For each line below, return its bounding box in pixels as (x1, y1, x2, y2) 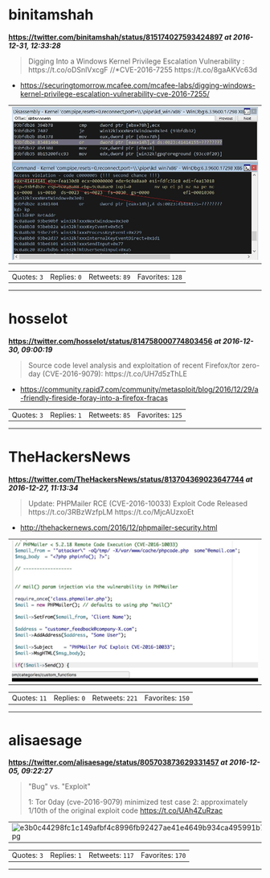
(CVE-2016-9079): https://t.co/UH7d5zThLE (42, 368, 187, 379)
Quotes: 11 (11, 693, 47, 703)
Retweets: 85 (88, 410, 131, 420)
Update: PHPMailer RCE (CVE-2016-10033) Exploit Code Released (27, 498, 247, 508)
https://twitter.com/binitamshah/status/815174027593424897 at (8, 32, 232, 42)
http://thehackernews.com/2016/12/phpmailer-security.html (19, 523, 218, 532)
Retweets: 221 (92, 693, 138, 703)
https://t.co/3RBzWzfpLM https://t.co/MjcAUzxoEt (27, 507, 194, 517)
